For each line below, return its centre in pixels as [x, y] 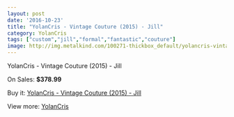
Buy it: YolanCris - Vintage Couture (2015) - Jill [74, 93]
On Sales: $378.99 [34, 79]
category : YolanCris [37, 33]
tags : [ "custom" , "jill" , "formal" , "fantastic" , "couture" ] [92, 40]
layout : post [26, 14]
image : [17, 46]
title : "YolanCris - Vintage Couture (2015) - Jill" [85, 26]
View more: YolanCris [38, 106]
